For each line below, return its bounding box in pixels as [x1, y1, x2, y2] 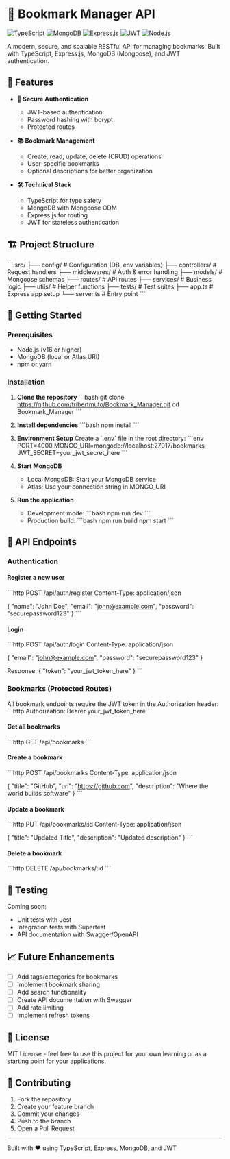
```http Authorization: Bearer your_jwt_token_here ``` [7, 707, 154, 715]
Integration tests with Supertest [16, 923, 106, 931]
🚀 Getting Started [7, 309, 83, 321]
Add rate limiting [16, 1003, 64, 1012]
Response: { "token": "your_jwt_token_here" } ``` [7, 667, 144, 675]
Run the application [16, 496, 74, 504]
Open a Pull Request [16, 1124, 75, 1132]
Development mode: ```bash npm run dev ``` [27, 509, 151, 517]
